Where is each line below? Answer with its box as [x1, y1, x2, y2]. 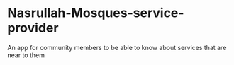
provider [7, 20, 59, 36]
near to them [7, 51, 45, 59]
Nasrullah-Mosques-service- [7, 5, 184, 21]
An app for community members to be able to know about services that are [7, 43, 227, 52]
